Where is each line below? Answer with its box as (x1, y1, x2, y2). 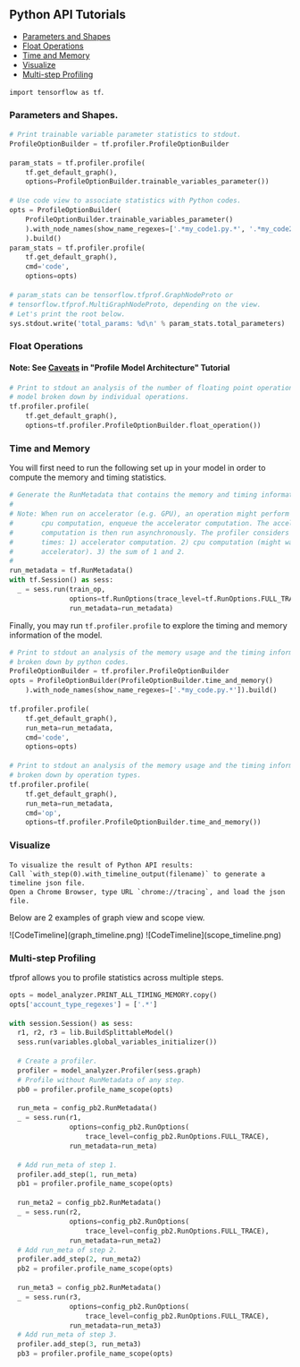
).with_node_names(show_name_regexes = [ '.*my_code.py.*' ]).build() (25, 686, 278, 695)
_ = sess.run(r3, (17, 1293, 82, 1302)
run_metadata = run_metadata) (69, 603, 174, 612)
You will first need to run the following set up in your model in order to (9, 463, 266, 474)
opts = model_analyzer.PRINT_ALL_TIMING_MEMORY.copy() (9, 990, 218, 999)
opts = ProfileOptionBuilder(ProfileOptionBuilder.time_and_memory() (9, 676, 274, 686)
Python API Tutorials (9, 7, 127, 22)
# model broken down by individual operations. (9, 393, 190, 402)
